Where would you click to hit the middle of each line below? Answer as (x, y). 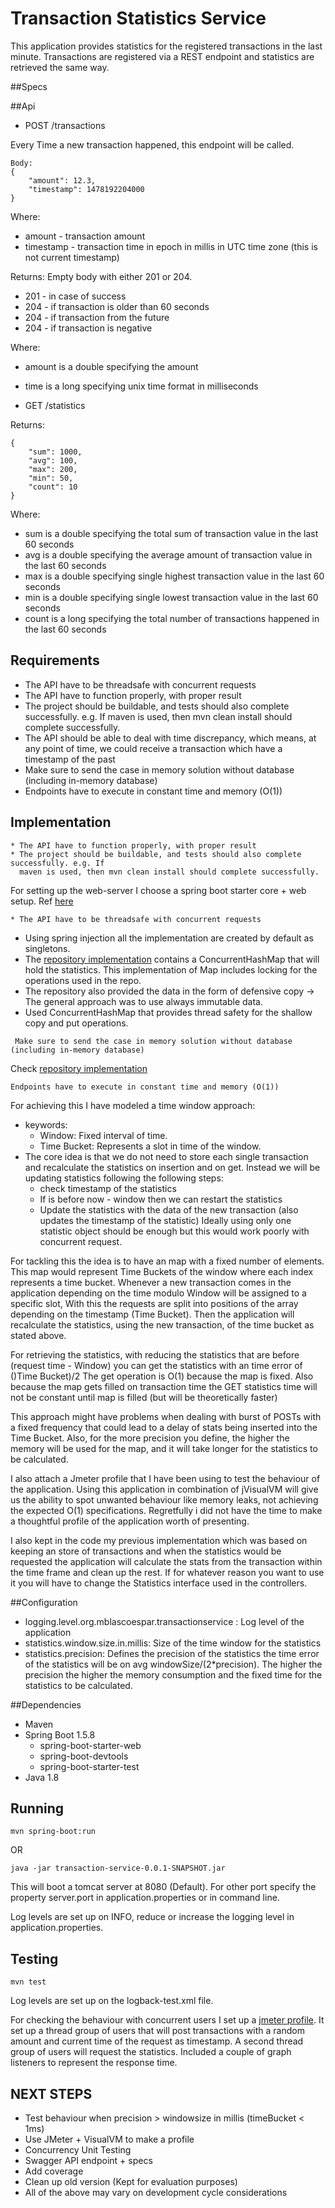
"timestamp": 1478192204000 (86, 189)
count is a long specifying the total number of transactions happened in (172, 618)
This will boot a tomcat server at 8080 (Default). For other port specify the (163, 1887)
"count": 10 (53, 487)
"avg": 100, (53, 460)
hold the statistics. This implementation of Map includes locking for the (171, 969)
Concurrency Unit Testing (78, 2150)
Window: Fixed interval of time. (103, 1135)
